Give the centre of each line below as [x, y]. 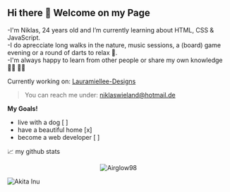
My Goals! [23, 108]
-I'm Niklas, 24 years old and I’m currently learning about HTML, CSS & [111, 30]
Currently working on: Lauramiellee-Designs [72, 81]
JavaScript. [24, 37]
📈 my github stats [34, 151]
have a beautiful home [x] [55, 130]
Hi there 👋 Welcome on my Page [79, 13]
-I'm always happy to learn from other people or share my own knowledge [115, 60]
